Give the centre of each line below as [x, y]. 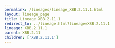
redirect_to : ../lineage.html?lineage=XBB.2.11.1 [57, 24]
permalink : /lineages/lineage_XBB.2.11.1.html [54, 10]
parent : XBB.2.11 [23, 33]
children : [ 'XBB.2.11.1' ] [31, 38]
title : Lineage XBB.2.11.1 [33, 19]
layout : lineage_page [27, 14]
